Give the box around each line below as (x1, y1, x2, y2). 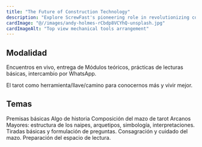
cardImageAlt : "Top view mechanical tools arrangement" (6, 25, 149, 32)
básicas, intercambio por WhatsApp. (6, 70, 97, 77)
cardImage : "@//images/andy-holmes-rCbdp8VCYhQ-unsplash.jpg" (6, 20, 165, 26)
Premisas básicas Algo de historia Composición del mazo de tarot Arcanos (6, 115, 191, 122)
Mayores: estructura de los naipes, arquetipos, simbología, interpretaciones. (6, 121, 195, 128)
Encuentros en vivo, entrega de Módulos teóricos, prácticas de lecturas (6, 64, 183, 71)
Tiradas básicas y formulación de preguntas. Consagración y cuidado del (6, 127, 188, 135)
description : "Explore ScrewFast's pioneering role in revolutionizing (6, 14, 189, 20)
